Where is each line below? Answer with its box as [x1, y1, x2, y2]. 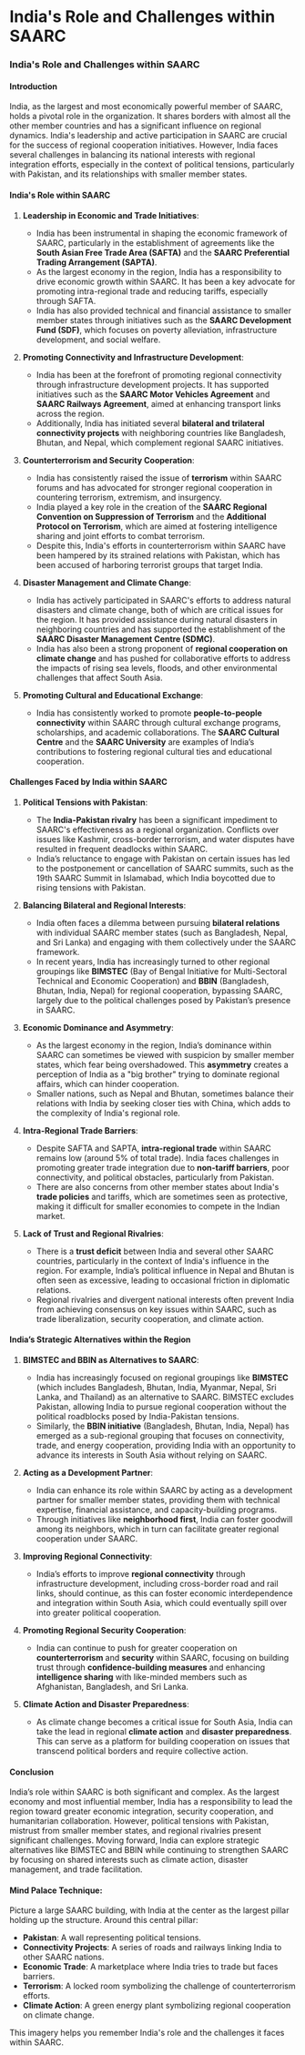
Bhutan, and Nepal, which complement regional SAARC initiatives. [36, 437, 284, 448]
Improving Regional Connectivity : [22, 1551, 153, 1562]
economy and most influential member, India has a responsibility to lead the [9, 1796, 293, 1807]
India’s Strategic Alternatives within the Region [9, 1334, 191, 1345]
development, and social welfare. [36, 334, 161, 345]
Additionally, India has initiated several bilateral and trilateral [36, 417, 266, 429]
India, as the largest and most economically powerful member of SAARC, [9, 101, 283, 112]
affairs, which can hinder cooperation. [36, 1078, 179, 1089]
